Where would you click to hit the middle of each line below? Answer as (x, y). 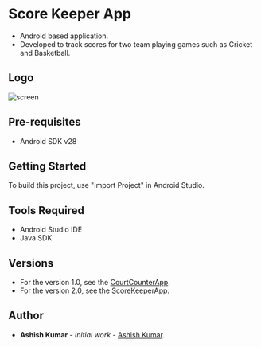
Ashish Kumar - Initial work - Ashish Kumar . (92, 334)
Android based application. (64, 36)
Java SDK (36, 238)
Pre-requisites (45, 122)
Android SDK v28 (48, 141)
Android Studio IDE (51, 230)
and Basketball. (45, 53)
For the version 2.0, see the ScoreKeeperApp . (94, 290)
